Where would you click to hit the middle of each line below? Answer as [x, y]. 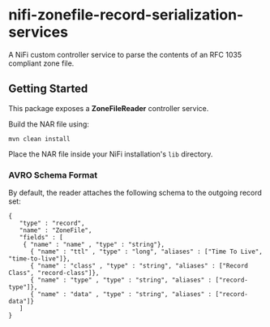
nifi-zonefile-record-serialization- [126, 15]
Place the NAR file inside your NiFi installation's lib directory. [111, 154]
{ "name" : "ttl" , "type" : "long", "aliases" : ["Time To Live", [146, 252]
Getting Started [48, 89]
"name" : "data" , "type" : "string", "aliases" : [125, 295]
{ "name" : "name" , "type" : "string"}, [94, 245]
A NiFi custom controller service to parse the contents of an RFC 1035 [125, 54]
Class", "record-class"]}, [54, 273]
